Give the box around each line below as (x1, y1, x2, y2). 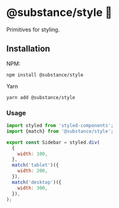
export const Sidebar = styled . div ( (6, 139, 100, 145)
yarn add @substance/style (6, 94, 75, 101)
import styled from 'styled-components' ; (6, 123, 114, 129)
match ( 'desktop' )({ (12, 179, 62, 185)
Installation (6, 44, 50, 54)
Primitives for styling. (6, 26, 60, 33)
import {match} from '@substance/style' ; (6, 128, 114, 134)
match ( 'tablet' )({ (12, 162, 60, 168)
